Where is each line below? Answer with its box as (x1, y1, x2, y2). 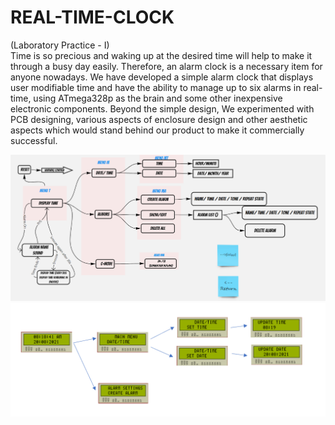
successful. (10, 134, 58, 146)
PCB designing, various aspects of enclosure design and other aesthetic (10, 113, 308, 125)
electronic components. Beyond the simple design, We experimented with (10, 102, 315, 115)
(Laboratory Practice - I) (10, 39, 110, 51)
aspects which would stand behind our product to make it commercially (10, 124, 305, 136)
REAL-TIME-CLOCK (10, 6, 175, 29)
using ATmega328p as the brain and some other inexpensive (33, 92, 283, 104)
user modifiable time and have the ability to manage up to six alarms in (10, 81, 302, 93)
